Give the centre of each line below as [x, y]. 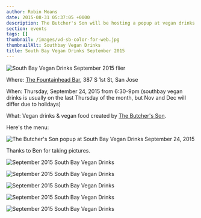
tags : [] [17, 34]
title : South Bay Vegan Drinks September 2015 [66, 51]
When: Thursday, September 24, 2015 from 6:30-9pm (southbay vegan [94, 91]
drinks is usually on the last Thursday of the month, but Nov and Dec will [96, 97]
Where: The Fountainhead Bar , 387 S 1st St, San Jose [72, 79]
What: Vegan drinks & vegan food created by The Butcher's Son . [86, 115]
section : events [26, 29]
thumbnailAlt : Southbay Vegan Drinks [54, 46]
